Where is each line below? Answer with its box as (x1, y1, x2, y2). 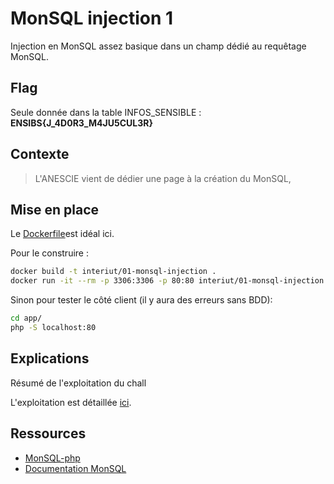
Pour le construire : (10, 247, 89, 259)
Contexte (10, 146, 70, 163)
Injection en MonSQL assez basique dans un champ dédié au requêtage (10, 40, 307, 52)
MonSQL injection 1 (10, 7, 174, 30)
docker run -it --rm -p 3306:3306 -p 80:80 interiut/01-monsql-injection (10, 276, 325, 286)
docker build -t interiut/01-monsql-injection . (10, 267, 217, 277)
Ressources (10, 425, 87, 442)
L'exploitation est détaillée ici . (10, 396, 132, 408)
